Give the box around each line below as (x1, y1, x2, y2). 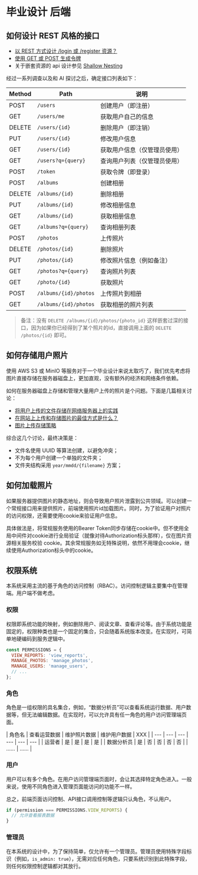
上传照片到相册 (100, 290, 142, 298)
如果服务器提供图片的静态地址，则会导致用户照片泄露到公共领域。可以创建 (6, 497, 187, 504)
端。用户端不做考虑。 (6, 590, 58, 597)
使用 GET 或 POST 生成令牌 (14, 55, 81, 62)
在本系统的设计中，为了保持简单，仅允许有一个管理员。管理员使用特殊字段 (6, 847, 187, 855)
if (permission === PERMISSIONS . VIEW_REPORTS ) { (6, 807, 128, 813)
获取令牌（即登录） (100, 168, 154, 176)
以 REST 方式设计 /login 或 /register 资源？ (14, 48, 118, 54)
